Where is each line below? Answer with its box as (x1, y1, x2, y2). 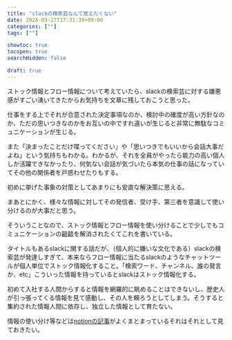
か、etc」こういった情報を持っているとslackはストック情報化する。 (7, 270, 200, 278)
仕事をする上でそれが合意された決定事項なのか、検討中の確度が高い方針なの (7, 110, 225, 118)
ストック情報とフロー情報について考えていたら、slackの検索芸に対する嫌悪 (7, 87, 222, 95)
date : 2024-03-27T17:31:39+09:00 (7, 17, 104, 23)
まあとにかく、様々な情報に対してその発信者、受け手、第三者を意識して (7, 198, 213, 206)
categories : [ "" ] (7, 23, 57, 30)
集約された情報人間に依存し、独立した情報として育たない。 (7, 302, 177, 310)
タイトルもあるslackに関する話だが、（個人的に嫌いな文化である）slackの (7, 244, 215, 252)
